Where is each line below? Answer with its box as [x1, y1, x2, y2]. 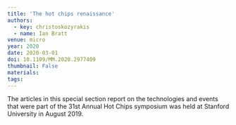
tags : [7, 75, 23, 83]
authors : [7, 17, 33, 24]
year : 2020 [7, 43, 39, 50]
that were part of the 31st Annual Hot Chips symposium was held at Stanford [7, 103, 230, 111]
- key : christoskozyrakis [13, 23, 90, 30]
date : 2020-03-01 [7, 50, 58, 57]
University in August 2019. [7, 110, 84, 118]
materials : [7, 69, 39, 76]
